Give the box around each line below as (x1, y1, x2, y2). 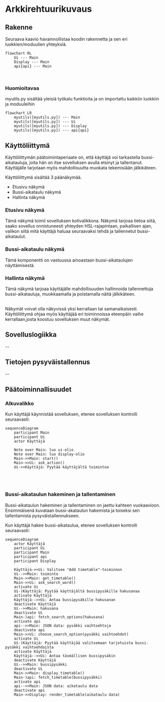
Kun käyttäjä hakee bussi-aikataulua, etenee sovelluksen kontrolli (5, 522, 137, 528)
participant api (14, 554, 48, 559)
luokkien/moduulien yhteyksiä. (5, 41, 67, 47)
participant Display (14, 558, 56, 564)
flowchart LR (5, 111, 32, 116)
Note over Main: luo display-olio (14, 452, 85, 457)
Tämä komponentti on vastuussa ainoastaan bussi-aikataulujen (5, 257, 133, 263)
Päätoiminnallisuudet (5, 385, 72, 394)
